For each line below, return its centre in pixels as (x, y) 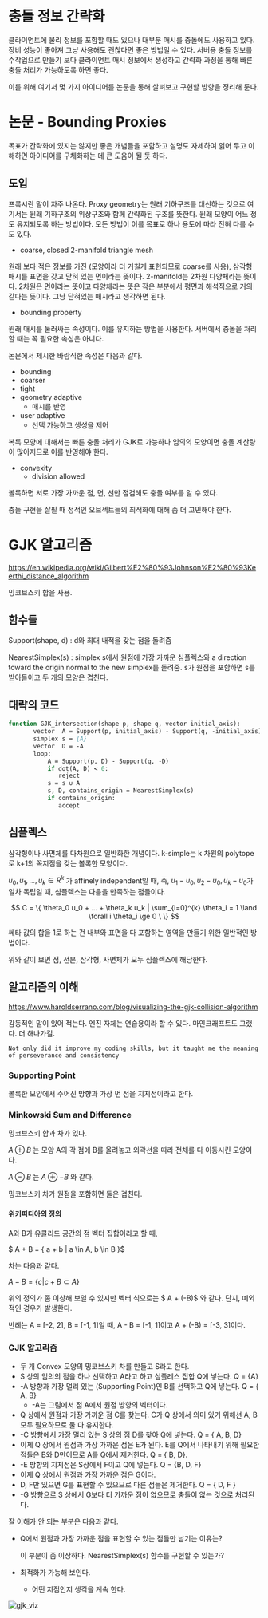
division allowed (58, 476)
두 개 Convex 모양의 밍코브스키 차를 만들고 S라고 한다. (104, 1366)
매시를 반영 (49, 406)
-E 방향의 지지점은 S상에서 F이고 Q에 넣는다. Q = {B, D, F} (110, 1464)
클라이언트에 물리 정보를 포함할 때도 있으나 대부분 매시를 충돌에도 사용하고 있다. (132, 40)
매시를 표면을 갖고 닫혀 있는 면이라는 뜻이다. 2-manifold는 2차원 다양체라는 (125, 276)
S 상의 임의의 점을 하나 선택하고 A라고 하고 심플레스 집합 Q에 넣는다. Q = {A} (139, 1376)
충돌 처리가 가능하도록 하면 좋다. (59, 69)
